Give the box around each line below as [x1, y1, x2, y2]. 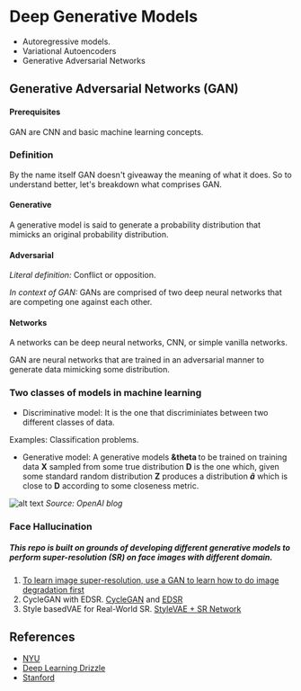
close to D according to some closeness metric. [22, 480, 199, 491]
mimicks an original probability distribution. [9, 229, 169, 240]
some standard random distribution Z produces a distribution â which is [22, 471, 288, 481]
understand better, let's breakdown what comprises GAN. [9, 178, 223, 190]
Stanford [22, 672, 56, 683]
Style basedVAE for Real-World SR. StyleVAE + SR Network [22, 603, 242, 614]
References [9, 630, 75, 645]
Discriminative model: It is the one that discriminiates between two [22, 407, 269, 417]
